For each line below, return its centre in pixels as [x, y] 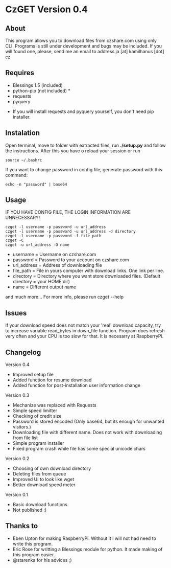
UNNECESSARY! [23, 218]
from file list [25, 438]
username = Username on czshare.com [54, 255]
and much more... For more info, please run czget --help [65, 297]
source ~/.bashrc [24, 160]
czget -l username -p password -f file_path [53, 236]
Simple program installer [39, 443]
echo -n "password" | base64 [36, 184]
